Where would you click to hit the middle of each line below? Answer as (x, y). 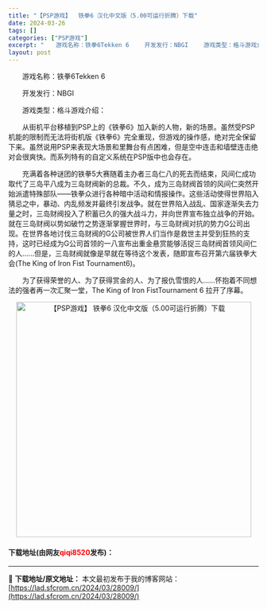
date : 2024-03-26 (37, 23)
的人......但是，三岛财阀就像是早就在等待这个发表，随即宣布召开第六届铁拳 (129, 253)
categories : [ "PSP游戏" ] (48, 38)
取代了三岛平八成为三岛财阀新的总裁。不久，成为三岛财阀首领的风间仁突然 (130, 183)
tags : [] (23, 30)
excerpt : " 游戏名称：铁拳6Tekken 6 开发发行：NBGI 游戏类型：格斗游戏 (133, 45)
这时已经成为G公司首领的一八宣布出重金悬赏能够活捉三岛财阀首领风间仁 (139, 243)
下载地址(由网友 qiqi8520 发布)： (61, 552)
